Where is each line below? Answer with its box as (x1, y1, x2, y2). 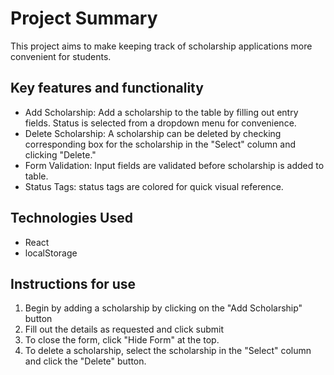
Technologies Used (10, 210, 133, 227)
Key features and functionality (10, 80, 204, 97)
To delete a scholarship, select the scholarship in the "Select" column (24, 345, 312, 357)
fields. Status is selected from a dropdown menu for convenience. (24, 117, 297, 129)
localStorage (24, 247, 78, 259)
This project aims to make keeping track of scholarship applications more (10, 40, 313, 52)
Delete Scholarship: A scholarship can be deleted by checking (24, 127, 282, 139)
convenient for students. (10, 50, 112, 62)
